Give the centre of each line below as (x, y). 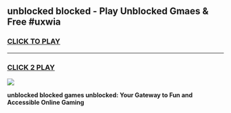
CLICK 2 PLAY (31, 67)
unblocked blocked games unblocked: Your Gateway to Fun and (100, 95)
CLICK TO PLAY (34, 42)
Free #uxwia (34, 22)
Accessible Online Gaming (46, 102)
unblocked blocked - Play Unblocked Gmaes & (108, 11)
